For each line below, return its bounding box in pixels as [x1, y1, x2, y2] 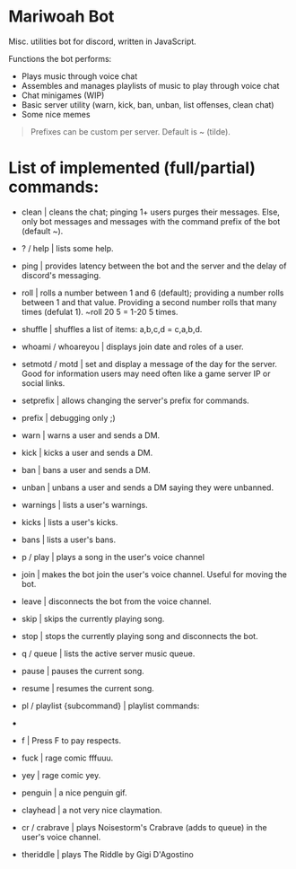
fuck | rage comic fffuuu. [21, 752, 114, 763]
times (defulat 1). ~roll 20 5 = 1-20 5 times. [21, 306, 178, 317]
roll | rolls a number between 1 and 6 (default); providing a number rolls [21, 287, 284, 298]
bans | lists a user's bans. [21, 534, 117, 545]
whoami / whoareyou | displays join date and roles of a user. [21, 341, 244, 352]
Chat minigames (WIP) [21, 90, 105, 101]
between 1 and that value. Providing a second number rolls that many [21, 296, 277, 307]
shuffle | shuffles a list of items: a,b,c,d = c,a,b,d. [21, 323, 203, 334]
